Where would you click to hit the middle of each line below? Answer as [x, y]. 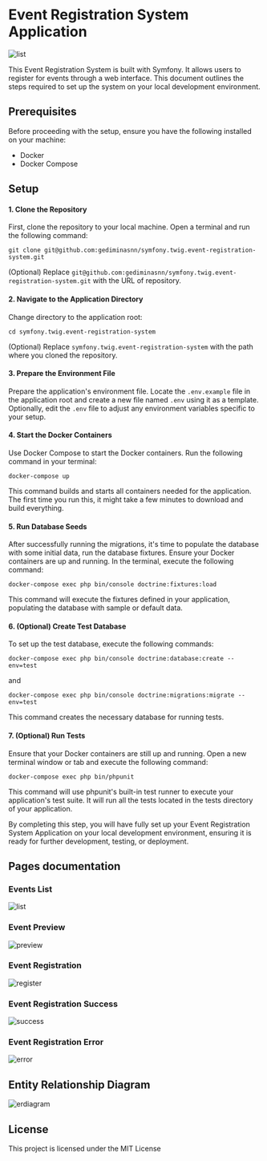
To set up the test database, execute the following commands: [111, 644]
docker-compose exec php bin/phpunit [71, 777]
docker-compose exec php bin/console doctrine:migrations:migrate [121, 695]
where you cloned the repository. [63, 355]
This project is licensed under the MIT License [85, 1149]
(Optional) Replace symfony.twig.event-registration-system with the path [131, 346]
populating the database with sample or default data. [95, 608]
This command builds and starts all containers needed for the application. [130, 491]
